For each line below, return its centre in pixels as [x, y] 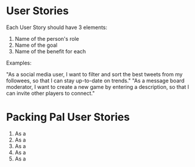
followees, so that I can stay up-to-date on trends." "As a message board [95, 81]
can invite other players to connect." [51, 93]
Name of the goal [36, 45]
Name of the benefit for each [50, 51]
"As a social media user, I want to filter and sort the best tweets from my [95, 74]
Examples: [19, 63]
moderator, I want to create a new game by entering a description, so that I [97, 86]
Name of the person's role [47, 38]
